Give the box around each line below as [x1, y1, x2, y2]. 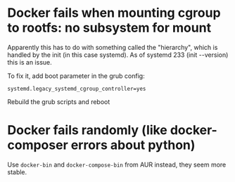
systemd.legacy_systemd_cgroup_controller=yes [7, 85, 146, 92]
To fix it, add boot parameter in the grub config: [7, 72, 146, 80]
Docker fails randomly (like [7, 122, 167, 138]
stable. [7, 167, 27, 176]
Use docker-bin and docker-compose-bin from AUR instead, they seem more [7, 160, 227, 169]
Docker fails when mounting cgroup [7, 5, 221, 21]
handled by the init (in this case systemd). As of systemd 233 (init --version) [7, 51, 229, 59]
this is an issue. [7, 58, 53, 66]
